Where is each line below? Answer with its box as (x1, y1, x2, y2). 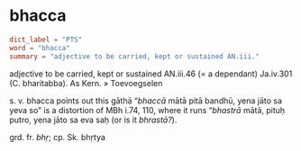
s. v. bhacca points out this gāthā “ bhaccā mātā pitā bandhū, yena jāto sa (9, 95, 282, 106)
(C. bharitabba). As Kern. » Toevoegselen (9, 77, 163, 88)
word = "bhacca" (9, 43, 70, 52)
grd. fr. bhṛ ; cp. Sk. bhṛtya (9, 131, 106, 142)
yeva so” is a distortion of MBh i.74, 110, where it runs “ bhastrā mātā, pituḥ (9, 104, 286, 115)
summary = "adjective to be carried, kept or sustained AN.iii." (9, 51, 260, 61)
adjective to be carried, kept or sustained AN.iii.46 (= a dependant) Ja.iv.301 (9, 68, 293, 79)
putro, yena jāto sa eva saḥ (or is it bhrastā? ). (9, 114, 178, 125)
